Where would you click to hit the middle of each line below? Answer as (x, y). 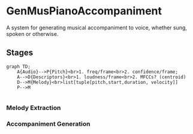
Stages (20, 53)
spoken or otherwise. (32, 33)
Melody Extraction (34, 108)
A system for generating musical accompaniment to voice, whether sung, (97, 28)
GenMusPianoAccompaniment (84, 11)
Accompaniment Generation (48, 124)
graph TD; (19, 66)
